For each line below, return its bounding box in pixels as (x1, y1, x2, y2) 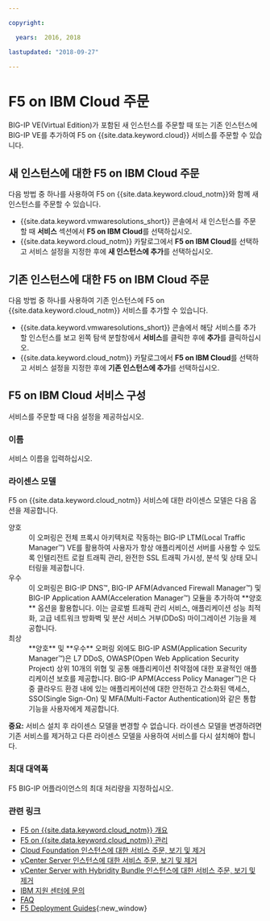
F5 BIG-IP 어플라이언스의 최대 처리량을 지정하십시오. (8, 783, 174, 793)
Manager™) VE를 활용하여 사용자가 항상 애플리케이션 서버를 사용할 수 (28, 543, 247, 553)
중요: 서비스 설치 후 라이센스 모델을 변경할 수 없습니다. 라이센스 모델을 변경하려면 (8, 721, 262, 731)
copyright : (8, 19, 45, 27)
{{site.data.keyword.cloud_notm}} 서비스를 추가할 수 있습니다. (8, 305, 208, 315)
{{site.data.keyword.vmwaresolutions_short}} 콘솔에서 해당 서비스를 (19, 322, 242, 332)
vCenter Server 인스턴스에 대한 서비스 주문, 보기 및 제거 (19, 855, 197, 865)
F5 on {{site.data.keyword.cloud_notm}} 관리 (19, 835, 168, 844)
